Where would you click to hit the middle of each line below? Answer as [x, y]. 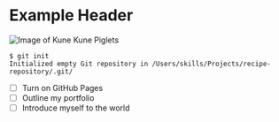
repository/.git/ [41, 72]
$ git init [29, 56]
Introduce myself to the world [76, 108]
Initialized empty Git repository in [79, 64]
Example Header [71, 15]
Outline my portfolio [58, 98]
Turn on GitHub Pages [62, 88]
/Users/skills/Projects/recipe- [212, 64]
